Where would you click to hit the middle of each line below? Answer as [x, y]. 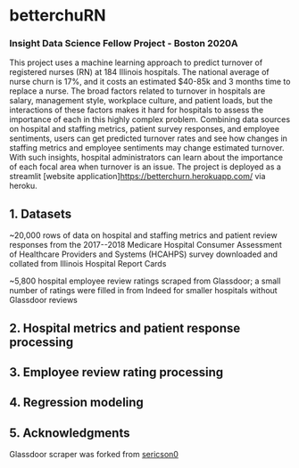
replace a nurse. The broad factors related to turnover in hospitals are [137, 91]
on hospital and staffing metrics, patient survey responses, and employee [144, 129]
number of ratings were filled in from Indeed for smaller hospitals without [144, 291]
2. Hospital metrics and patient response [125, 328]
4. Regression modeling [77, 402]
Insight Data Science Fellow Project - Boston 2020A [124, 44]
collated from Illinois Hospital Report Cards [88, 264]
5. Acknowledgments [70, 433]
